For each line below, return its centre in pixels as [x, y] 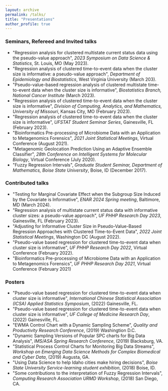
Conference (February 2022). [43, 253]
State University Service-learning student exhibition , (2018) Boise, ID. [84, 368]
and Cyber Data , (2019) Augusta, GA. [51, 357]
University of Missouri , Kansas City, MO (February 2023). [72, 111]
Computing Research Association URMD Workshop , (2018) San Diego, [85, 378]
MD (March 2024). [32, 205]
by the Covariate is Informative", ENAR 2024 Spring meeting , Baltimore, [86, 199]
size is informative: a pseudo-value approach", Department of [76, 74]
